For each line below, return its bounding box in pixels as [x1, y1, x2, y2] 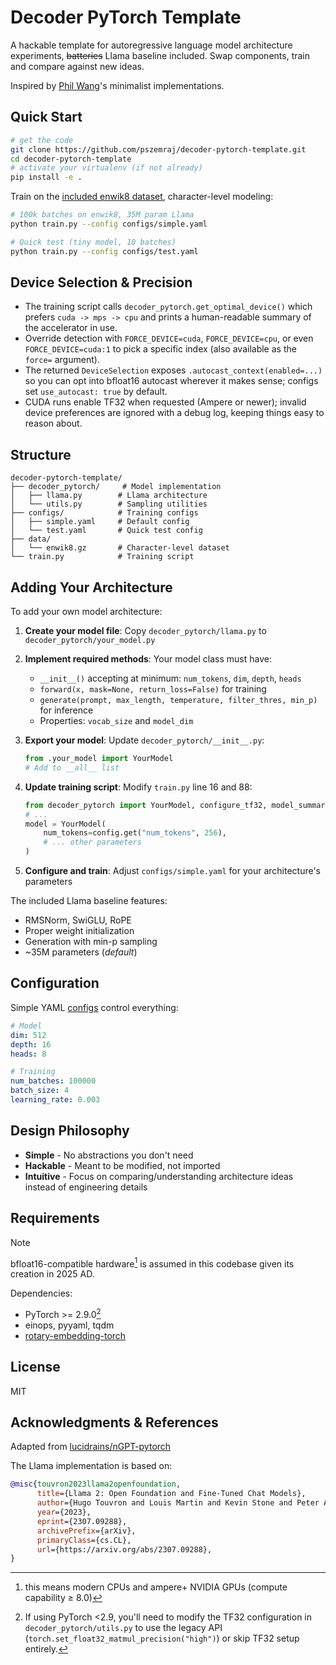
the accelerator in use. [24, 322, 118, 334]
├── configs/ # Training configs [10, 508, 199, 518]
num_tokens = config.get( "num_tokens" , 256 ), [43, 828, 227, 838]
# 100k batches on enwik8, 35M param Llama [10, 210, 195, 220]
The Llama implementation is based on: [10, 1460, 173, 1472]
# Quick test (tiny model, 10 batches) [10, 237, 177, 247]
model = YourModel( [24, 819, 107, 829]
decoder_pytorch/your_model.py [24, 636, 156, 646]
